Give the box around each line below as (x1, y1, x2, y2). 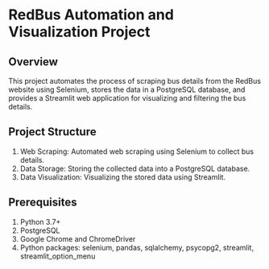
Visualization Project (8, 23, 151, 41)
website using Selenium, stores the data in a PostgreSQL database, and (8, 85, 246, 94)
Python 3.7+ (19, 217, 61, 226)
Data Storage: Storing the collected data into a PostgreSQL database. (19, 163, 250, 173)
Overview (8, 55, 59, 68)
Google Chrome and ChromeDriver (19, 234, 136, 243)
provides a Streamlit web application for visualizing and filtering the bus (8, 93, 246, 102)
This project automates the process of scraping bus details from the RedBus (8, 77, 262, 85)
